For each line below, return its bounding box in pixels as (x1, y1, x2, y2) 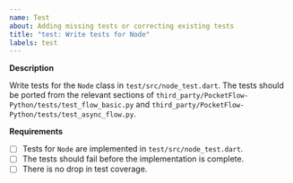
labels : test (9, 38, 58, 48)
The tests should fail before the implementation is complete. (22, 153, 245, 164)
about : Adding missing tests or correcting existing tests (9, 22, 235, 30)
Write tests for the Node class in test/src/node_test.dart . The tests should (9, 80, 285, 91)
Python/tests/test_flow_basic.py (9, 100, 134, 110)
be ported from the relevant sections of (9, 90, 155, 100)
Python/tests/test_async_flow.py (9, 110, 134, 119)
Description (9, 63, 55, 74)
